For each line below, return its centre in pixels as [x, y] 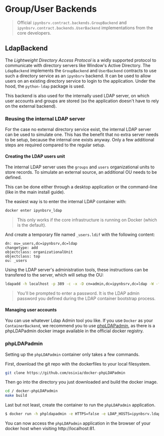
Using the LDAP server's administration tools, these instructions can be [77, 270]
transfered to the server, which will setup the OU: [54, 275]
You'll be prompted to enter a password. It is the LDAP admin [78, 293]
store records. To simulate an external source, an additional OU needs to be [81, 172]
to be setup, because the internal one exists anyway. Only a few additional [80, 140]
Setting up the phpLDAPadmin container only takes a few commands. [72, 354]
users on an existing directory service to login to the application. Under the [80, 81]
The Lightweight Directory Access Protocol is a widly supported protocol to [81, 60]
